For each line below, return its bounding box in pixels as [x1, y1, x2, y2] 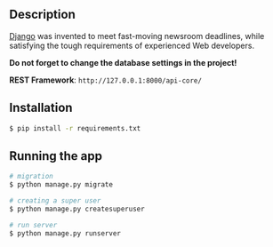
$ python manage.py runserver [9, 228, 122, 238]
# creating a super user [9, 196, 101, 205]
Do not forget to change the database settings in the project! [9, 57, 237, 68]
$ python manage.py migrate [9, 180, 114, 189]
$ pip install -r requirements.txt [9, 123, 141, 132]
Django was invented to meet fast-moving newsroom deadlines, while [9, 30, 265, 41]
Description [9, 7, 76, 22]
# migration [9, 172, 53, 181]
